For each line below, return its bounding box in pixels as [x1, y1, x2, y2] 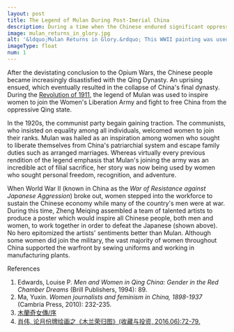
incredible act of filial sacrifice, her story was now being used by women [7, 163, 216, 172]
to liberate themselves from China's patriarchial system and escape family [7, 141, 220, 149]
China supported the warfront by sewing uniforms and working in [7, 243, 195, 252]
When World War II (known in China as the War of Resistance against [7, 184, 206, 193]
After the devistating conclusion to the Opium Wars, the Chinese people [7, 68, 213, 77]
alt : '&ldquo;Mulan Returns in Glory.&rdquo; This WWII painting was [7, 36, 214, 43]
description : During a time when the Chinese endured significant [7, 23, 204, 30]
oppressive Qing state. [7, 105, 72, 114]
